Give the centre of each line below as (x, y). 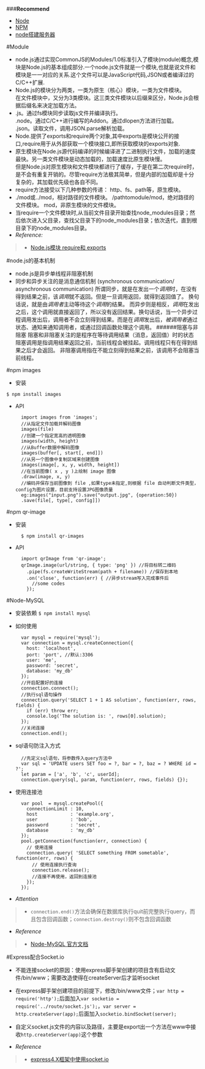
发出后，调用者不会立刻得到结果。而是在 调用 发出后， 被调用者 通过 (114, 319)
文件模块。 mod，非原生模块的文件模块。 (67, 205)
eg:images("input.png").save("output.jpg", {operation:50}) (99, 495)
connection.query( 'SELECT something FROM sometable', (98, 853)
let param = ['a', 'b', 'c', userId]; (70, 774)
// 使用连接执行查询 (54, 865)
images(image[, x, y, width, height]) (70, 465)
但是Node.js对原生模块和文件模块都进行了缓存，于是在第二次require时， (106, 167)
